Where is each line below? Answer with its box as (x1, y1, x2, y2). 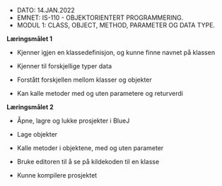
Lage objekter (16, 130, 58, 138)
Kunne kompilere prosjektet (16, 171, 98, 179)
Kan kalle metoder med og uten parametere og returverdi (16, 89, 183, 97)
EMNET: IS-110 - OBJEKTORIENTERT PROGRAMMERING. (16, 13, 184, 22)
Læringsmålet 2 (6, 103, 54, 111)
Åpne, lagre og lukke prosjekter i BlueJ (16, 116, 130, 125)
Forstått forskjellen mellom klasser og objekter (16, 75, 153, 84)
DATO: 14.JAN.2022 (16, 6, 75, 14)
